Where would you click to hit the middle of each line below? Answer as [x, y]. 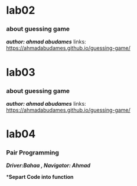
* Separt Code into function [40, 177]
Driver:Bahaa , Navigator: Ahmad [48, 165]
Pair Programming [32, 153]
